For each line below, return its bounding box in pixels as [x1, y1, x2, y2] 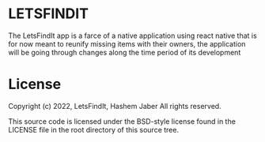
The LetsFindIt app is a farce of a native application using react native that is [8, 31, 257, 40]
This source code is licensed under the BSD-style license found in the [8, 116, 236, 126]
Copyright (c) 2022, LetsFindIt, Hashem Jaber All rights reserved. [8, 101, 221, 110]
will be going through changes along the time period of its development [8, 47, 241, 57]
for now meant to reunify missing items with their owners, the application [8, 39, 246, 48]
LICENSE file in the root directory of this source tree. [8, 125, 180, 134]
